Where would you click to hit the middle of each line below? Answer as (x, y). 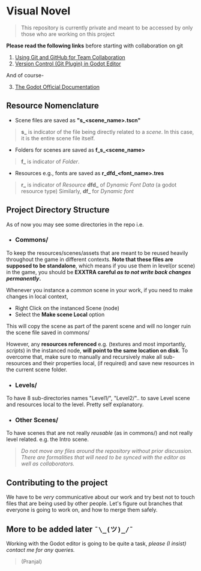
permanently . (24, 278)
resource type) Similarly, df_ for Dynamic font (77, 191)
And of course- (25, 75)
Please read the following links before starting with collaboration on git (94, 46)
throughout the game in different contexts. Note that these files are (90, 259)
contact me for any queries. (40, 550)
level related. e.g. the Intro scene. (47, 440)
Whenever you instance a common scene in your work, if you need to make (100, 290)
